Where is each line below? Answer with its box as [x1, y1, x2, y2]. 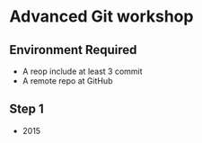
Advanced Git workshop [9, 6, 194, 27]
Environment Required [9, 42, 137, 58]
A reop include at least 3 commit [22, 66, 143, 76]
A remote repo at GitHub [22, 76, 113, 86]
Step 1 [9, 102, 45, 117]
